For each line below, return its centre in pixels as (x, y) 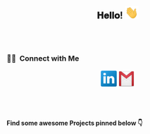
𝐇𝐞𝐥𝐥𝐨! (110, 16)
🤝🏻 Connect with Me (43, 58)
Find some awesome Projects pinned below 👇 (75, 123)
